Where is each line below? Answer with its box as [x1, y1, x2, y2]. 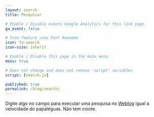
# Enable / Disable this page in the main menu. [5, 54, 110, 59]
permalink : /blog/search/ [5, 86, 60, 92]
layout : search [5, 7, 38, 13]
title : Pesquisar [5, 12, 42, 17]
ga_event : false [5, 26, 40, 31]
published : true [5, 82, 40, 87]
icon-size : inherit [5, 45, 47, 50]
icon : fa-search [5, 40, 40, 45]
